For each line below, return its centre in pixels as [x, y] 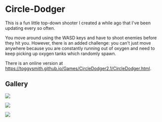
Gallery [17, 84]
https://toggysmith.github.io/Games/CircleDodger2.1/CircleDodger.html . [78, 68]
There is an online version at [34, 63]
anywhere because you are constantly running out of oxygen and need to [80, 48]
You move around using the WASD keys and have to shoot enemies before [81, 38]
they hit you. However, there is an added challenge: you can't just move [78, 43]
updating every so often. [30, 28]
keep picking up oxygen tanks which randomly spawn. [61, 54]
